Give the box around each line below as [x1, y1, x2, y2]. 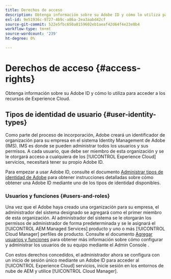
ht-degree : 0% [5, 36, 36, 41]
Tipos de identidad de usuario [5, 110, 102, 119]
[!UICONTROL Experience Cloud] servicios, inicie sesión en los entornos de [5, 262, 164, 268]
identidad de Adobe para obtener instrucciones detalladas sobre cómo [5, 174, 154, 180]
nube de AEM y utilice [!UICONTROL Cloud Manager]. [5, 268, 118, 274]
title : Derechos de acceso [5, 7, 63, 13]
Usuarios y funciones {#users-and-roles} [5, 192, 110, 199]
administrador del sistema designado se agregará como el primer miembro [5, 209, 162, 215]
